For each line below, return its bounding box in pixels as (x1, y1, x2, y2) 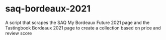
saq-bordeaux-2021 (5, 3, 91, 14)
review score (5, 30, 32, 36)
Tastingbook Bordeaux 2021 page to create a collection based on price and (5, 24, 161, 30)
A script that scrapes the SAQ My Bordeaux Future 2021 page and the (5, 19, 150, 25)
